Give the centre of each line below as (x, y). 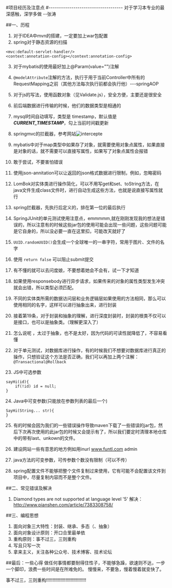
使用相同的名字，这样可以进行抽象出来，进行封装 (65, 305)
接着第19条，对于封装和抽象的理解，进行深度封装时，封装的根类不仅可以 (90, 316)
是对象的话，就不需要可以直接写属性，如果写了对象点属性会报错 (80, 151)
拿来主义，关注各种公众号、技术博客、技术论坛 (62, 552)
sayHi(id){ (17, 382)
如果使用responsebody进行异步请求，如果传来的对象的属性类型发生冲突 (89, 281)
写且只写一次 (27, 545)
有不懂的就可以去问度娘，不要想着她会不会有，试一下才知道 (76, 270)
